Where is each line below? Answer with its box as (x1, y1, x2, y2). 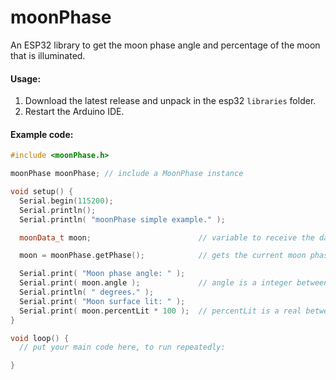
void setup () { (10, 187, 74, 197)
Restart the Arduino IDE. (24, 106, 125, 118)
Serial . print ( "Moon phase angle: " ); (19, 269, 186, 279)
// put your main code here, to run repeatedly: (19, 342, 226, 353)
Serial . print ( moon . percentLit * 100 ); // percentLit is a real (19, 306, 302, 316)
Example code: (10, 128, 74, 140)
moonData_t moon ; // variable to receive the (19, 232, 315, 243)
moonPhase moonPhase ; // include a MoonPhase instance (10, 169, 244, 179)
